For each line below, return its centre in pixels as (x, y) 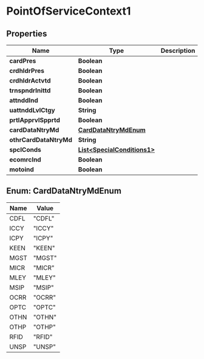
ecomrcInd (25, 159)
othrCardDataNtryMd (41, 140)
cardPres (23, 61)
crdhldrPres (27, 71)
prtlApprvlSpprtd (35, 120)
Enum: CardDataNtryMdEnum (64, 191)
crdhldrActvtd (30, 80)
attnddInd (24, 100)
